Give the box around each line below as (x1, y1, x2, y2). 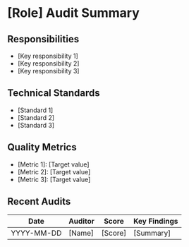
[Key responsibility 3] (17, 67, 80, 75)
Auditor (68, 217, 95, 227)
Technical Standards (7, 87, 100, 100)
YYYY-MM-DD (11, 228, 62, 238)
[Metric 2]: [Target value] (17, 167, 91, 176)
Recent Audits (7, 195, 71, 207)
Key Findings (133, 217, 178, 227)
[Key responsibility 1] (17, 52, 79, 60)
